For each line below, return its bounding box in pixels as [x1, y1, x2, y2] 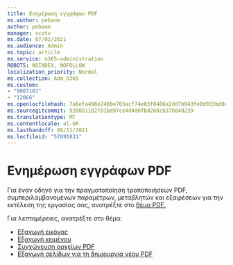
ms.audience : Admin [7, 42, 64, 49]
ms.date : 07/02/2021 [7, 36, 67, 43]
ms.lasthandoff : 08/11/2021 [7, 127, 89, 134]
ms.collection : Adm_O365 [7, 74, 79, 82]
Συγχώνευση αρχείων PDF [17, 243, 95, 251]
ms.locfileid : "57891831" [7, 133, 82, 140]
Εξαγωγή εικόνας [17, 227, 69, 236]
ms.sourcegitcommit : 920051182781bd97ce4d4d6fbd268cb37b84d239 [7, 107, 194, 114]
